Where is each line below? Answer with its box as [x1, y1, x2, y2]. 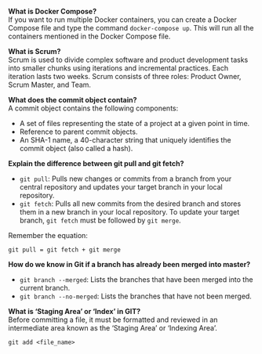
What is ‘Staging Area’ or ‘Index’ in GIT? [8, 307, 141, 316]
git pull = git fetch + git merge [8, 246, 122, 254]
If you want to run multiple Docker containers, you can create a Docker [8, 15, 238, 24]
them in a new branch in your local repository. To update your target [19, 208, 240, 216]
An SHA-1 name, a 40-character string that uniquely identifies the [19, 135, 231, 144]
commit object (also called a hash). [19, 144, 133, 153]
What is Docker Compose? [8, 7, 97, 16]
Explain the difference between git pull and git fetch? [8, 159, 184, 168]
